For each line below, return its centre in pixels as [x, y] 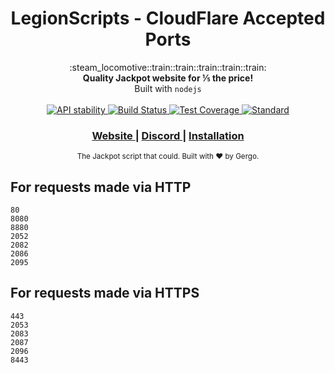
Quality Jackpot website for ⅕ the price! [168, 78]
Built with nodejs [168, 88]
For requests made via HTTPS [105, 293]
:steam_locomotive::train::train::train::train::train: [168, 67]
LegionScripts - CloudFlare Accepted [168, 18]
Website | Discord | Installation [168, 135]
